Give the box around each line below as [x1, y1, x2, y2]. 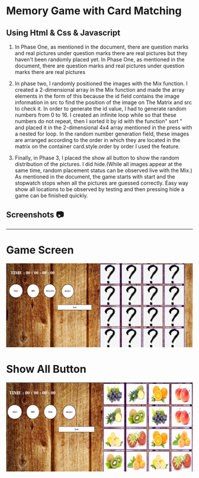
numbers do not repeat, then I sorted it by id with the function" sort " [14, 118, 182, 125]
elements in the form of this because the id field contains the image [14, 93, 179, 99]
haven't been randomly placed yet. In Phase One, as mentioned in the [14, 56, 185, 63]
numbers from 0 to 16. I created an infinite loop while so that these [14, 111, 176, 118]
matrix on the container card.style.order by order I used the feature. [14, 143, 180, 150]
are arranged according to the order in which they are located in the [14, 137, 181, 143]
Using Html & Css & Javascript [6, 28, 120, 38]
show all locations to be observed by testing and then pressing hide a [14, 186, 185, 193]
